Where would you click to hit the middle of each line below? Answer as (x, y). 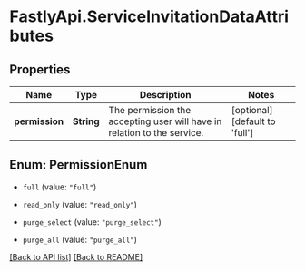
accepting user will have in (165, 121)
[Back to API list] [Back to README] (76, 256)
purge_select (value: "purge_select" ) (92, 222)
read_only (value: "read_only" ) (80, 204)
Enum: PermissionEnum (79, 165)
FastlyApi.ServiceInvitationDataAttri (149, 17)
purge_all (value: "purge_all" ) (80, 239)
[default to (253, 121)
